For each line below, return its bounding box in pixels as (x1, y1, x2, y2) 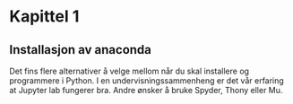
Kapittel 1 (9, 6, 80, 27)
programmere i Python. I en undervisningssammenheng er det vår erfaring (9, 75, 284, 86)
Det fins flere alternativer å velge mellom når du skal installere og (9, 65, 249, 76)
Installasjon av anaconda (9, 42, 152, 57)
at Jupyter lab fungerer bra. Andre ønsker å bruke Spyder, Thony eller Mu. (9, 85, 283, 95)
